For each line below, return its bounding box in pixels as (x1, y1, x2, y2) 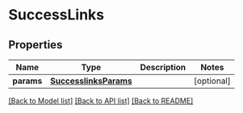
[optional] (193, 75, 232, 86)
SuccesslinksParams (49, 75, 132, 86)
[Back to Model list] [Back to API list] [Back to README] (8, 96, 194, 106)
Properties (8, 38, 63, 52)
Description (140, 62, 186, 73)
